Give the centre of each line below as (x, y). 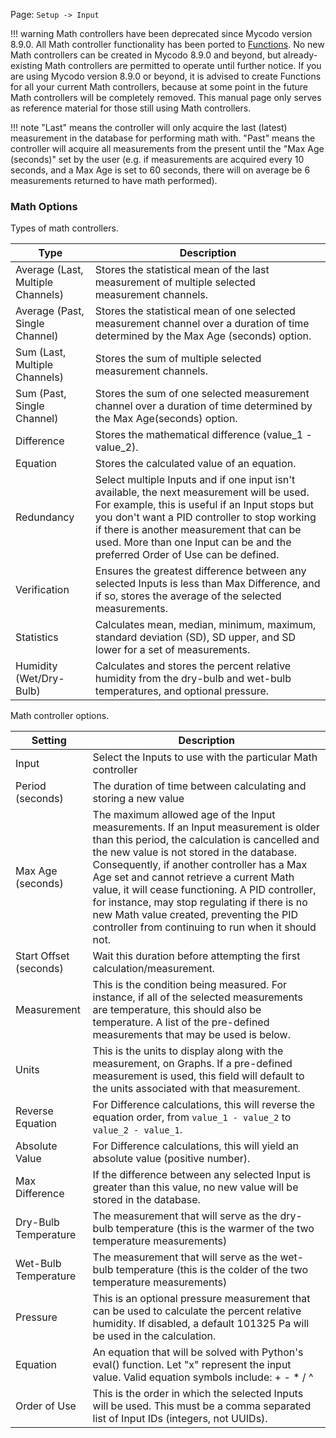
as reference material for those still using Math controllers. (131, 108)
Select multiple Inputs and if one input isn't (195, 480)
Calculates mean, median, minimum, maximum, (205, 625)
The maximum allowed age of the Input (184, 815)
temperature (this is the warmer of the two (215, 1229)
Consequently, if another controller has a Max (200, 865)
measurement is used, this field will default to (198, 1076)
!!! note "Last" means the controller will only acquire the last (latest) (149, 127)
